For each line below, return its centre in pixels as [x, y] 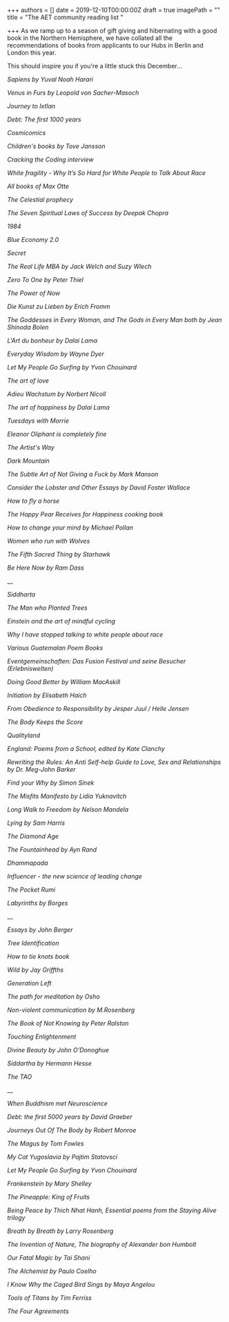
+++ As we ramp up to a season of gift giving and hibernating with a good [112, 31]
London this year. [32, 52]
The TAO [20, 1076]
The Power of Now [34, 293]
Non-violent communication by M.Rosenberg [71, 1010]
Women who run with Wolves [49, 541]
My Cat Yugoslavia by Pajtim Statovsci [62, 1157]
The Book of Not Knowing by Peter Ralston [68, 1023]
